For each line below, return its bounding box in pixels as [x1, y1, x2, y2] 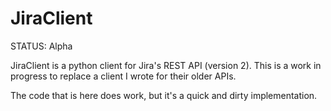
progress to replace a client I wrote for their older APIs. [10, 70, 237, 82]
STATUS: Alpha [10, 40, 73, 52]
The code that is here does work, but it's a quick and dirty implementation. [10, 89, 318, 101]
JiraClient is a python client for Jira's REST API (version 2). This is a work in [10, 59, 322, 71]
